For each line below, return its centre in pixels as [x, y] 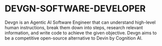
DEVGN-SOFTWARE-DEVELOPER [75, 9]
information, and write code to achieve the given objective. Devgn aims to [81, 33]
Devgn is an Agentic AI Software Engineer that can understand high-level [80, 22]
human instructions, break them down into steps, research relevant [74, 27]
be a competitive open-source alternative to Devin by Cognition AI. [74, 38]
